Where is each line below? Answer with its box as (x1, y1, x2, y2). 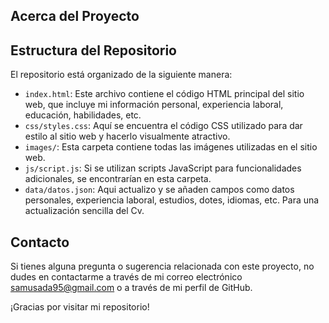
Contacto (10, 234, 70, 251)
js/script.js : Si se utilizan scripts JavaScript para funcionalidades (24, 162, 302, 174)
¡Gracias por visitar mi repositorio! (10, 301, 150, 313)
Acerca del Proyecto (10, 8, 140, 25)
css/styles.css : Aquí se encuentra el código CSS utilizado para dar (24, 120, 303, 132)
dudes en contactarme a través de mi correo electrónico (10, 271, 243, 283)
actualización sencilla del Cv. (24, 205, 145, 217)
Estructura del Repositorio (10, 42, 177, 59)
